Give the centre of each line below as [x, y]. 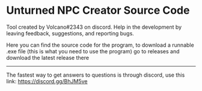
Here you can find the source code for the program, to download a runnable [100, 45]
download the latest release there [47, 57]
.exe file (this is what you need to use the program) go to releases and [93, 51]
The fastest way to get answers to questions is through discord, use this [96, 75]
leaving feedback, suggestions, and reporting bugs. [70, 33]
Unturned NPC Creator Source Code [98, 10]
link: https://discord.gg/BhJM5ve [47, 81]
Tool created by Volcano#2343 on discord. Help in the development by [94, 27]
